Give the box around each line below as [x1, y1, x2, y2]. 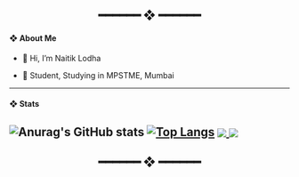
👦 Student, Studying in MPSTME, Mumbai [21, 69, 175, 80]
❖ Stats [9, 99, 40, 109]
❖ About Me [9, 32, 57, 44]
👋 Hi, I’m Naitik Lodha [21, 52, 101, 63]
